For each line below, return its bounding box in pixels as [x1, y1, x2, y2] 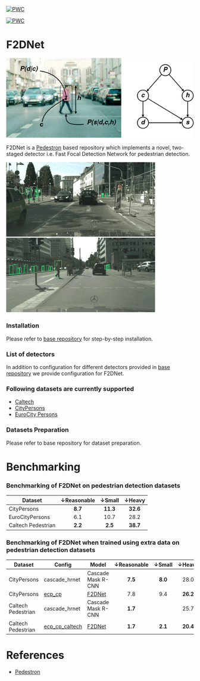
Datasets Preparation [6, 426, 69, 434]
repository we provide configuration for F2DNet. [6, 370, 124, 377]
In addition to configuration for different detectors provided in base [6, 364, 171, 371]
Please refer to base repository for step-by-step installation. [6, 335, 154, 342]
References [6, 649, 64, 662]
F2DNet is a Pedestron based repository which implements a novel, [6, 144, 171, 151]
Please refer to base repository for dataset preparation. [6, 439, 142, 446]
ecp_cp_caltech [43, 623, 82, 630]
